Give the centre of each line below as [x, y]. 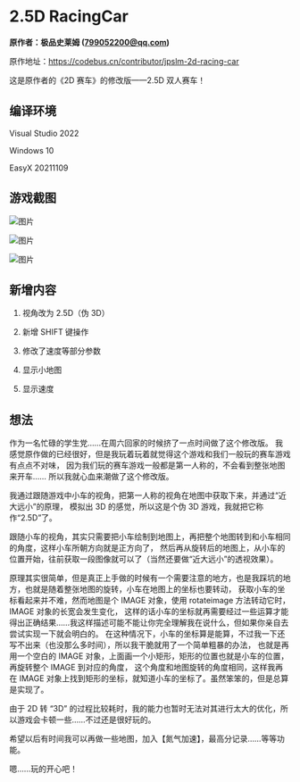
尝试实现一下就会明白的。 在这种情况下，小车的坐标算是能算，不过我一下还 [147, 634]
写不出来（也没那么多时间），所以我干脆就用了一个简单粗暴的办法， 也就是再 [149, 645]
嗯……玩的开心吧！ [44, 769]
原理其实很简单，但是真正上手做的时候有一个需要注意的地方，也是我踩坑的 [146, 578]
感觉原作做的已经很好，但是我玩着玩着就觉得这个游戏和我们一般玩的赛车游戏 [150, 454]
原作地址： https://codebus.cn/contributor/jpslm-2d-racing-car [124, 61]
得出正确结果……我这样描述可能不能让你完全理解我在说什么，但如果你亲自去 [149, 623]
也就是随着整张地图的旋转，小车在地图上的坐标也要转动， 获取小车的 [151, 589]
